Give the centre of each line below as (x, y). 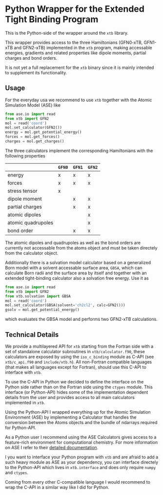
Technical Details (32, 334)
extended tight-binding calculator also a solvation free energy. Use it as (77, 278)
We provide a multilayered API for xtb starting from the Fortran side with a (79, 346)
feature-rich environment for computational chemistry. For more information (81, 442)
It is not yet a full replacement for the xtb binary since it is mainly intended (80, 67)
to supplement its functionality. (36, 72)
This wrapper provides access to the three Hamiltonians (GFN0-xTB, (74, 42)
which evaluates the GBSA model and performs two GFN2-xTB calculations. (81, 319)
